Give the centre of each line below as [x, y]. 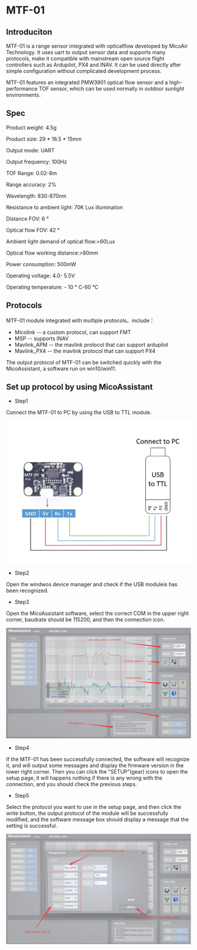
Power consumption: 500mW [41, 264]
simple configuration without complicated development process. [84, 71]
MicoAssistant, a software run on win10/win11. [61, 369]
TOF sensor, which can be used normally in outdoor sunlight [112, 88]
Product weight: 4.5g [31, 128]
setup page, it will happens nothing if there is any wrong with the [84, 778]
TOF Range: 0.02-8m [32, 173]
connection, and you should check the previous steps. [72, 784]
